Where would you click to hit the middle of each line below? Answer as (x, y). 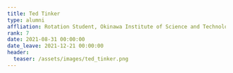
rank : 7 (18, 33)
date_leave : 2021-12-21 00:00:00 (55, 46)
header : (18, 53)
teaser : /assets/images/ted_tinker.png (71, 59)
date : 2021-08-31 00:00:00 (46, 40)
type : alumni (26, 20)
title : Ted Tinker (34, 14)
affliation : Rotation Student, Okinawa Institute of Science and (103, 26)
